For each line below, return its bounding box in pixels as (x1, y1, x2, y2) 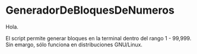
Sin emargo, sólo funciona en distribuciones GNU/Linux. (5, 41, 143, 48)
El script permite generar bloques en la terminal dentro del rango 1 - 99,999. (5, 34, 192, 42)
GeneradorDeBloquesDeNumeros (5, 4, 174, 17)
